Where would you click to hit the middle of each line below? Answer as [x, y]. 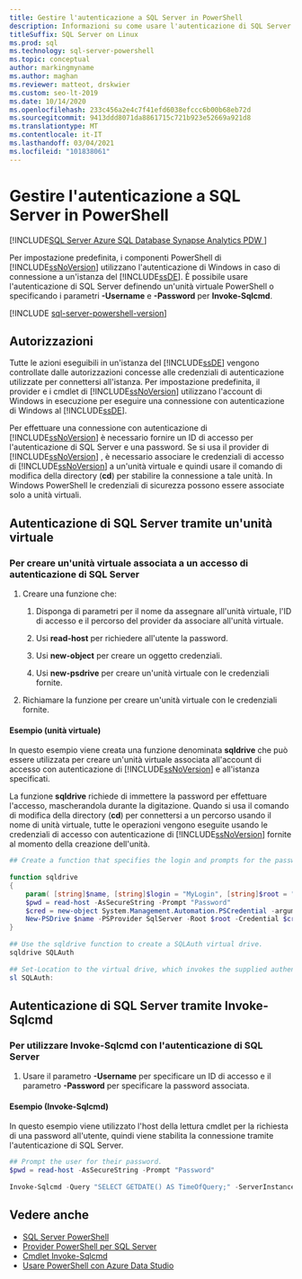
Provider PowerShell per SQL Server [89, 1246]
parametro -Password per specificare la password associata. [136, 1086]
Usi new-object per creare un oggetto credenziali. [129, 656]
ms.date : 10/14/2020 [48, 101]
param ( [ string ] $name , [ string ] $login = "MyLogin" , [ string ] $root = [156, 894]
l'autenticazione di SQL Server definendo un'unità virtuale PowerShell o [142, 286]
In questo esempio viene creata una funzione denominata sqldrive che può [149, 750]
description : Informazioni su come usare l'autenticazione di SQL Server [151, 26]
